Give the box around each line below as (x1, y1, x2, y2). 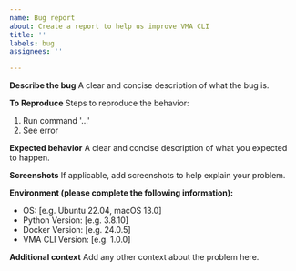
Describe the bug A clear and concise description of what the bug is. (9, 80, 270, 91)
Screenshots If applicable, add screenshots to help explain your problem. (9, 170, 286, 181)
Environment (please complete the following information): (9, 187, 234, 198)
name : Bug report (9, 13, 76, 23)
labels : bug (9, 38, 55, 48)
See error (22, 125, 59, 136)
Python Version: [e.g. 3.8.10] (22, 215, 129, 226)
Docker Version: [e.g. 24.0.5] (22, 225, 131, 236)
